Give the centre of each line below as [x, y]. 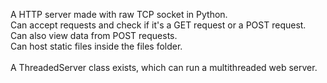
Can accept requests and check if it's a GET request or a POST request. [158, 25]
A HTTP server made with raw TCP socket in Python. [119, 14]
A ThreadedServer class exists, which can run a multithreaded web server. [164, 67]
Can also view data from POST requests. [94, 35]
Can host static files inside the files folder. [96, 46]
